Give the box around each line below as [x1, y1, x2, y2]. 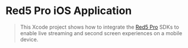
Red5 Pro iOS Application [5, 4, 132, 18]
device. [20, 36, 39, 43]
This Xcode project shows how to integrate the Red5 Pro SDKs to [20, 23, 179, 30]
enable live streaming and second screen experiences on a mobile [20, 29, 183, 36]
